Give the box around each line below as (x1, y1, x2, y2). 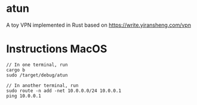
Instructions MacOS (6, 42, 107, 56)
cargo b (6, 67, 26, 73)
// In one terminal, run (6, 62, 68, 68)
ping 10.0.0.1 (6, 93, 42, 99)
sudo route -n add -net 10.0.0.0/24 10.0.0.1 (6, 88, 121, 94)
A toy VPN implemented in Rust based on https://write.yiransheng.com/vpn (6, 21, 191, 28)
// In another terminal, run (6, 82, 79, 88)
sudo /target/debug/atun (6, 72, 68, 78)
